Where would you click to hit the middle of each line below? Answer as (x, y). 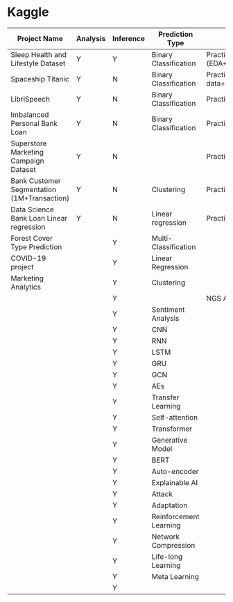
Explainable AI (175, 482)
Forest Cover (32, 238)
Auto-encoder (175, 471)
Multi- (162, 238)
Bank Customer (36, 180)
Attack (162, 493)
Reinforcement (175, 516)
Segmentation (34, 189)
